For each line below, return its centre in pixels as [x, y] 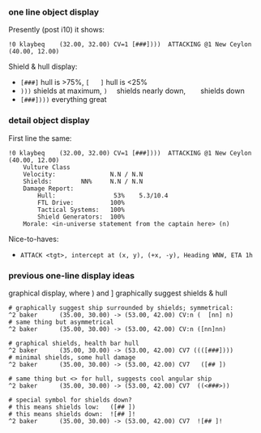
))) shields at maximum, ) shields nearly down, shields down [132, 91]
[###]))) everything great [63, 100]
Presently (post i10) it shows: [57, 30]
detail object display [49, 121]
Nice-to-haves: [34, 239]
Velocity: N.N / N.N [83, 174]
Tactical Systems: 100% [81, 210]
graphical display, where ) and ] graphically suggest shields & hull [118, 293]
